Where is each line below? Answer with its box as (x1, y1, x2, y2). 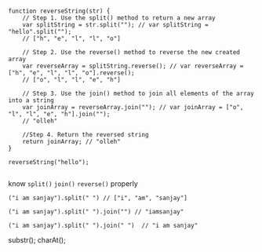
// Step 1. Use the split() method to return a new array (22, 14, 216, 22)
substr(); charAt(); (8, 236, 67, 244)
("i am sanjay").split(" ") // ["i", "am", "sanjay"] (8, 194, 188, 202)
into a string (8, 97, 55, 104)
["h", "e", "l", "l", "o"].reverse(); (8, 69, 135, 77)
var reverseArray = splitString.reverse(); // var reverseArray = (22, 62, 244, 70)
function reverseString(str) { (8, 7, 111, 15)
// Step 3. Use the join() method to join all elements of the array (22, 89, 255, 97)
